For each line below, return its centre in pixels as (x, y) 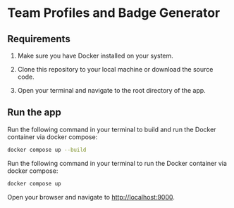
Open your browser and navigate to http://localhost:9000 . (91, 197)
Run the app (34, 113)
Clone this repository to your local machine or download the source (115, 69)
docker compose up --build (47, 150)
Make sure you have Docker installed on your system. (96, 56)
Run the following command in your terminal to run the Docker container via (117, 163)
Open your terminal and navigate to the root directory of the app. (111, 90)
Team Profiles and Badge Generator (114, 13)
